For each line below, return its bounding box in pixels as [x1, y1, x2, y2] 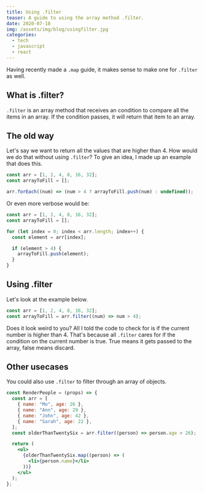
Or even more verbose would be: [6, 200, 90, 207]
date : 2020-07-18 [6, 20, 51, 26]
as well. [6, 72, 26, 80]
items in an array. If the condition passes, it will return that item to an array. [6, 113, 195, 120]
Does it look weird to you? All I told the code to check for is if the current [6, 324, 190, 332]
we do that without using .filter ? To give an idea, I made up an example [6, 153, 192, 161]
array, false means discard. [6, 344, 76, 351]
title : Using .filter [6, 9, 62, 15]
